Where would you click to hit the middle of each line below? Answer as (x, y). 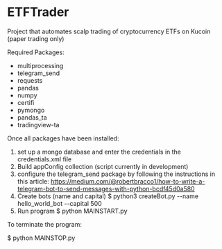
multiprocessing (40, 65)
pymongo (31, 110)
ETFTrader (38, 12)
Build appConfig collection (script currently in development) (103, 166)
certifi (26, 102)
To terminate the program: (44, 224)
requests (30, 80)
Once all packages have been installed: (63, 138)
